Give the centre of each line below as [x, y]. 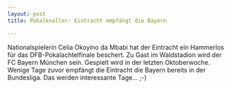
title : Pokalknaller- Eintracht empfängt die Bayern [87, 21]
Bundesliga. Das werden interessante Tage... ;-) [77, 77]
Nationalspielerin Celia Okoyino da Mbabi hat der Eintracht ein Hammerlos [116, 47]
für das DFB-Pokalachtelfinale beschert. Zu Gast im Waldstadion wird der [115, 55]
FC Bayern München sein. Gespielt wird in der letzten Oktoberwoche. [109, 62]
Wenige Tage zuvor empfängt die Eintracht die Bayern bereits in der [107, 70]
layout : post [27, 14]
